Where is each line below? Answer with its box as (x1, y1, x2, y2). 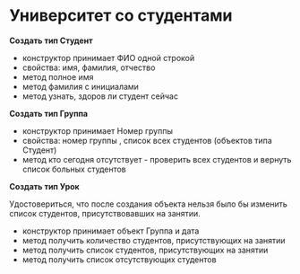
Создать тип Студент (9, 35, 93, 46)
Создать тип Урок (9, 181, 81, 191)
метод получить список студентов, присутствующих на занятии (21, 244, 269, 255)
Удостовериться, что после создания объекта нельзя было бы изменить (9, 199, 288, 209)
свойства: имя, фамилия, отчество (21, 62, 156, 73)
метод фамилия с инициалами (21, 81, 139, 92)
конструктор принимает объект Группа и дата (21, 225, 200, 236)
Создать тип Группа (9, 108, 88, 119)
